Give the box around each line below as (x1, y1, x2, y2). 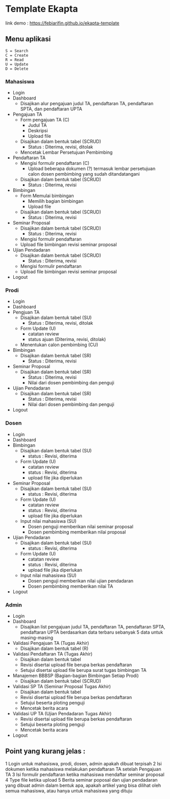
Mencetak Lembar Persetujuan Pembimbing (20, 149, 113, 156)
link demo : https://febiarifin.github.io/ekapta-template (5, 20, 120, 26)
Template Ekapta (5, 3, 78, 15)
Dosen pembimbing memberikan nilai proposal (28, 529, 126, 535)
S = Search (5, 48, 29, 54)
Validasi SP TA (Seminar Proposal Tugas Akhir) (12, 683, 111, 689)
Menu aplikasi (5, 35, 51, 43)
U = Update (5, 62, 29, 67)
